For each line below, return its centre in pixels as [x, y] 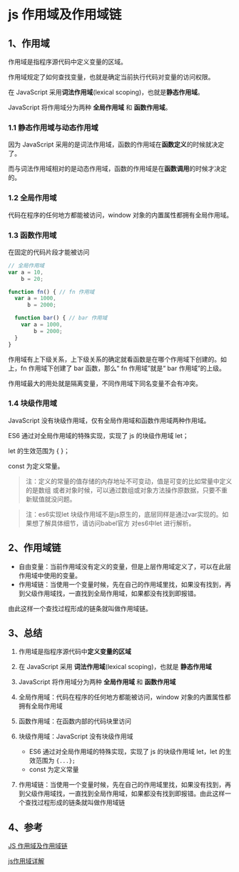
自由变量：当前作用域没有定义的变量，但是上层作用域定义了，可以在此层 [124, 566]
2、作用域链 [35, 548]
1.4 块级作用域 [33, 403]
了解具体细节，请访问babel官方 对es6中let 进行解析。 [117, 523]
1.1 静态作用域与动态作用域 [53, 127]
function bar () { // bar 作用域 [61, 318]
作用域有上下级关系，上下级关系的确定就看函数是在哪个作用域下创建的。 [114, 359]
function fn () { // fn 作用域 [51, 292]
